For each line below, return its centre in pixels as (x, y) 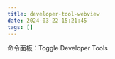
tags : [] (20, 27)
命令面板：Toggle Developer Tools (57, 48)
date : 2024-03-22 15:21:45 (47, 21)
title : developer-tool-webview (54, 14)
